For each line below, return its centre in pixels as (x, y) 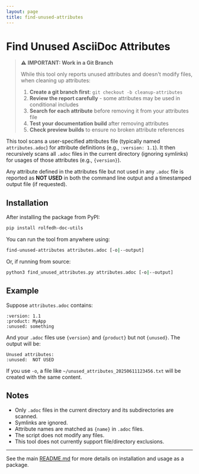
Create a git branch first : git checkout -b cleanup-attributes (106, 92)
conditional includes (54, 105)
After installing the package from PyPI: (53, 217)
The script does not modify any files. (60, 435)
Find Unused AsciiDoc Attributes (88, 47)
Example (23, 291)
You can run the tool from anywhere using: (58, 239)
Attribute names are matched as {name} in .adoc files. (79, 429)
